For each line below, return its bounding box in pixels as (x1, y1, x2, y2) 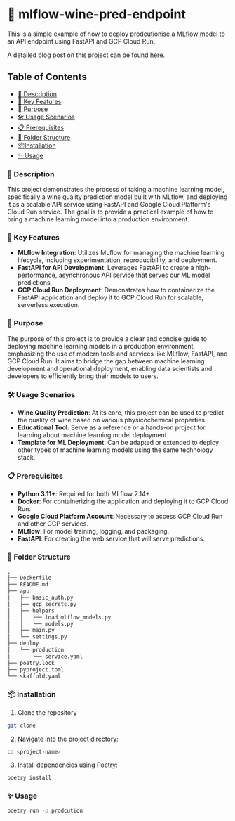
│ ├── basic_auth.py (7, 594, 74, 602)
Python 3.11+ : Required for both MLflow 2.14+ (17, 490, 150, 498)
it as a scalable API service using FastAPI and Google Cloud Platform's (7, 200, 211, 209)
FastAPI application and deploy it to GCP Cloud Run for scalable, (17, 293, 204, 302)
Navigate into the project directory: (17, 735, 119, 743)
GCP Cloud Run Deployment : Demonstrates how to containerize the (17, 286, 215, 295)
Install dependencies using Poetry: (17, 761, 118, 769)
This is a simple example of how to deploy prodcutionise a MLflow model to (7, 30, 226, 38)
